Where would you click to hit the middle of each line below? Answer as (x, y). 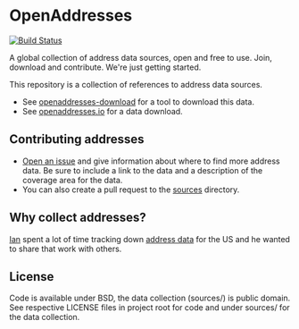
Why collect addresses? (78, 218)
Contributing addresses (77, 139)
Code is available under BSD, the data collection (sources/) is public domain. (150, 298)
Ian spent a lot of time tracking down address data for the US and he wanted (149, 239)
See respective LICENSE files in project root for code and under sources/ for (149, 308)
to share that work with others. (66, 249)
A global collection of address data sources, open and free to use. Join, (141, 57)
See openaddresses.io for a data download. (102, 111)
